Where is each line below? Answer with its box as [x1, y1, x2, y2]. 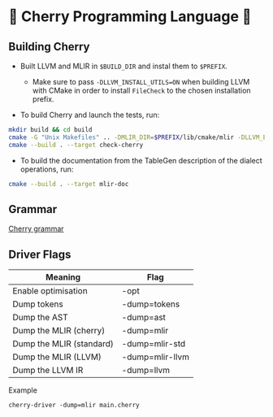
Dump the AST [12, 312, 68, 324]
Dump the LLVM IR [12, 365, 84, 376]
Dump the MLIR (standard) [12, 338, 114, 350]
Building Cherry [8, 40, 90, 54]
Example [8, 385, 38, 395]
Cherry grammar [8, 224, 64, 234]
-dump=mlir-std [121, 338, 186, 350]
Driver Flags [8, 247, 71, 261]
